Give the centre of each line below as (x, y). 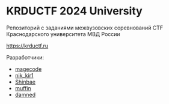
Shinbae (25, 82)
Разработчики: (25, 57)
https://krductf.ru (27, 46)
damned (25, 94)
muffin (23, 88)
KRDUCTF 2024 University (74, 11)
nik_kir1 (24, 75)
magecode (28, 69)
